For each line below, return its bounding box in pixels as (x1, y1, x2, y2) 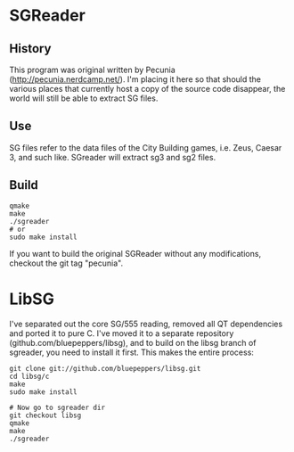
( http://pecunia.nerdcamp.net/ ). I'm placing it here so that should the (9, 74, 261, 85)
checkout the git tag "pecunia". (9, 258, 123, 268)
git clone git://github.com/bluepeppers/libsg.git (9, 364, 201, 373)
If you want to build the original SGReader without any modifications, (9, 248, 261, 259)
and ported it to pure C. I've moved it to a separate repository (9, 327, 234, 339)
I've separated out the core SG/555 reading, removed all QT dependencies (9, 318, 283, 329)
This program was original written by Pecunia (9, 64, 176, 75)
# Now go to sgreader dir (9, 403, 105, 412)
